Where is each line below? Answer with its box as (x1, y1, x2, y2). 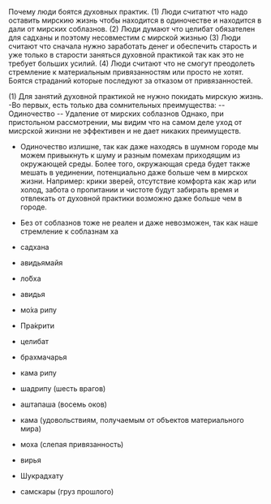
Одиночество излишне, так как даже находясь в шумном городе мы (19, 142, 259, 151)
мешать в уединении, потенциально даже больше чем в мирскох (19, 168, 248, 177)
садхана (19, 243, 49, 252)
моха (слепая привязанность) (19, 440, 124, 449)
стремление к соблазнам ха (19, 226, 119, 236)
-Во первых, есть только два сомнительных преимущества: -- (8, 101, 226, 110)
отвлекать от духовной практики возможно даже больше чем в (19, 194, 243, 203)
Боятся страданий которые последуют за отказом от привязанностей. (8, 76, 253, 85)
